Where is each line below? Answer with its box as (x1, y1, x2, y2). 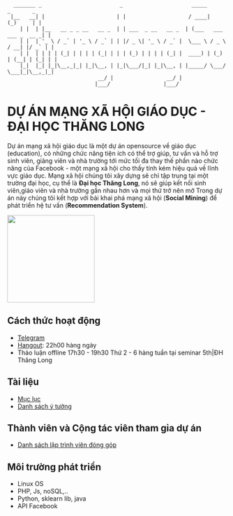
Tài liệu (7, 376, 40, 388)
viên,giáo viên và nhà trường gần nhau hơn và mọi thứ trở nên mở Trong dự (7, 186, 223, 194)
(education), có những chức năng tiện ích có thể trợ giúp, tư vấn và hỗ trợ (7, 149, 218, 157)
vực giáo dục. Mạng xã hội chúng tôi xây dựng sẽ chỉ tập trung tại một (7, 171, 209, 180)
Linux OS (17, 480, 44, 488)
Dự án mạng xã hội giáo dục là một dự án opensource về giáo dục (7, 141, 197, 150)
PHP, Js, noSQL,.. (17, 487, 68, 496)
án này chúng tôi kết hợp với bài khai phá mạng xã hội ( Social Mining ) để (7, 194, 218, 202)
